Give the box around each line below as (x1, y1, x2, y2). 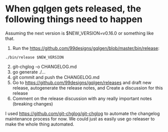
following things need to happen (5, 13, 143, 25)
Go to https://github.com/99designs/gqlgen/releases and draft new (12, 79, 151, 85)
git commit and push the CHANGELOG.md (12, 74, 100, 80)
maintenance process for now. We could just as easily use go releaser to (5, 115, 155, 121)
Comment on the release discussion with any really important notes (12, 95, 152, 101)
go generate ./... (12, 68, 46, 75)
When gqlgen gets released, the (5, 3, 141, 14)
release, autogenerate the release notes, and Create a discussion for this (12, 84, 163, 90)
